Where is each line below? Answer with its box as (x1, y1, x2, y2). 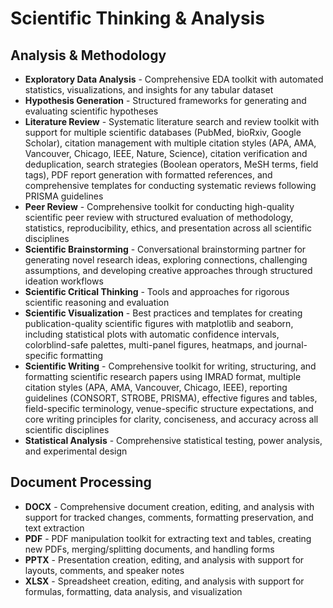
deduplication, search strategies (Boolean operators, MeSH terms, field (24, 158, 319, 170)
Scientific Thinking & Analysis (10, 7, 265, 30)
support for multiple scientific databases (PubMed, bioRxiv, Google (24, 127, 302, 138)
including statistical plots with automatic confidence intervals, (24, 328, 280, 340)
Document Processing (10, 474, 152, 491)
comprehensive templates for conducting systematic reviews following (24, 180, 317, 191)
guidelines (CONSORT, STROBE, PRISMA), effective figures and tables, (24, 392, 318, 404)
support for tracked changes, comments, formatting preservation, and (24, 511, 314, 523)
